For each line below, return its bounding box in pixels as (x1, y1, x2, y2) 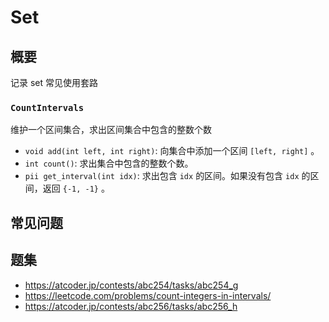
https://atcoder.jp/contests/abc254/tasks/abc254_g (24, 279, 239, 291)
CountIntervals (10, 102, 85, 113)
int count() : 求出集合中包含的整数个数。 (24, 157, 194, 170)
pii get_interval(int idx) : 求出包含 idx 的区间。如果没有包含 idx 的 (24, 170, 311, 182)
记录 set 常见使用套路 (10, 77, 99, 88)
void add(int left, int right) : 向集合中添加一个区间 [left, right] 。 (24, 145, 320, 157)
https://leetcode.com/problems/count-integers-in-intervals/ (24, 289, 272, 301)
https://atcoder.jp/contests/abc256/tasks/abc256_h (24, 300, 238, 312)
